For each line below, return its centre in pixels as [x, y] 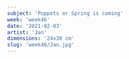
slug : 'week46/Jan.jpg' [41, 45]
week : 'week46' [29, 20]
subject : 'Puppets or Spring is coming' [66, 13]
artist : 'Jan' [27, 32]
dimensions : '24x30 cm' [41, 39]
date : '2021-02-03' [35, 26]
